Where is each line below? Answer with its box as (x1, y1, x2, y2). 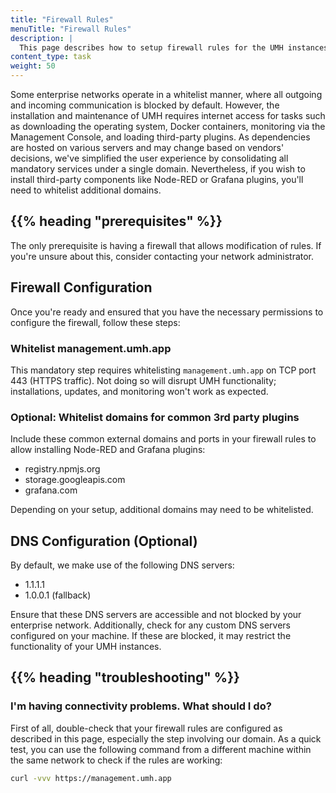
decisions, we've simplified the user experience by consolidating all (10, 152, 289, 164)
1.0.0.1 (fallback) (24, 589, 92, 601)
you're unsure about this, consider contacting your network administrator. (10, 250, 315, 262)
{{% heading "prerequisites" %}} (10, 213, 223, 230)
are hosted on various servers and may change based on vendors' (10, 142, 285, 153)
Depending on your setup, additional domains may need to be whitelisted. (10, 504, 314, 516)
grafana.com (24, 484, 78, 496)
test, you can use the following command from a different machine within (10, 743, 312, 755)
